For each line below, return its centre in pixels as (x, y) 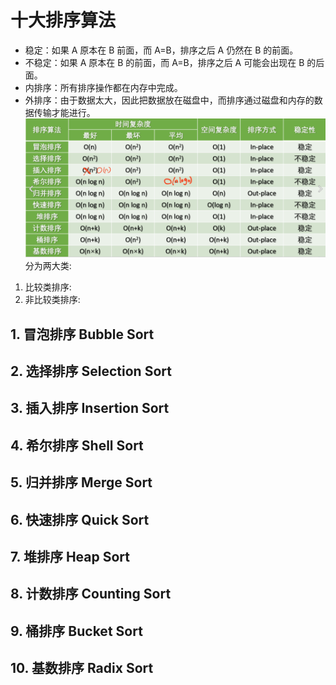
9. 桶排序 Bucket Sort (76, 631)
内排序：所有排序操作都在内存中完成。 (103, 87)
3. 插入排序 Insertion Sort (90, 408)
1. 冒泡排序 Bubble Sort (82, 334)
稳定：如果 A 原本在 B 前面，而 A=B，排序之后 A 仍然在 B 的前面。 (161, 50)
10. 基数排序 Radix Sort (82, 668)
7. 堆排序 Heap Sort (70, 556)
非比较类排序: (52, 300)
